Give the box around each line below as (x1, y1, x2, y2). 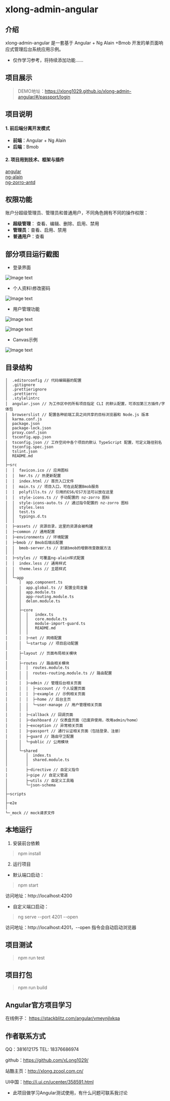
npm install (17, 850, 41, 856)
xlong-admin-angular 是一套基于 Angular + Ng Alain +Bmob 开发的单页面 (5, 40, 159, 46)
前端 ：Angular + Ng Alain (12, 137, 66, 144)
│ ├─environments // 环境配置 (5, 535, 69, 540)
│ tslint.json (5, 449, 38, 454)
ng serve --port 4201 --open (17, 914, 78, 920)
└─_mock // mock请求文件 (5, 810, 55, 816)
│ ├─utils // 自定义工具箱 (5, 778, 74, 784)
